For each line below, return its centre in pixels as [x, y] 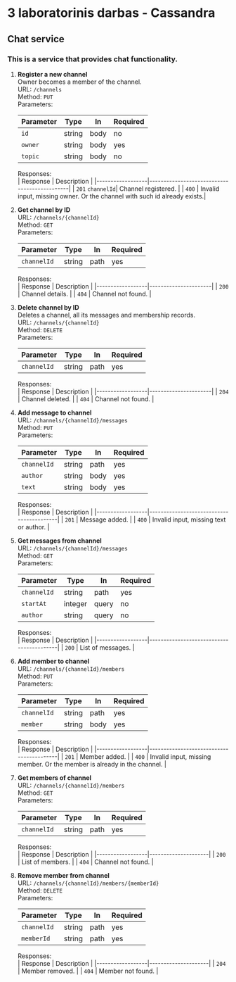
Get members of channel [54, 778]
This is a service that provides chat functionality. [92, 59]
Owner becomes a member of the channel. [79, 82]
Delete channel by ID [48, 307]
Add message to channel [54, 413]
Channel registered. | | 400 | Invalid [169, 189]
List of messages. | [107, 647]
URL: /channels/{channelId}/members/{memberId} [88, 883]
